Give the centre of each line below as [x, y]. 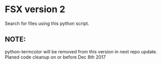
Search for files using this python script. [47, 23]
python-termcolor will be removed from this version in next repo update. [81, 51]
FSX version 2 [35, 9]
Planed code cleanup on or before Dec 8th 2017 [55, 57]
